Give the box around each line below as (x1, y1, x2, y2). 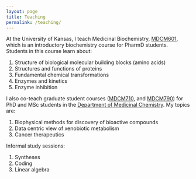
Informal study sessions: (6, 142, 66, 149)
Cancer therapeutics (14, 131, 64, 138)
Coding (14, 160, 33, 167)
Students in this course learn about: (6, 48, 92, 55)
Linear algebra (14, 166, 50, 173)
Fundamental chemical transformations (14, 71, 109, 79)
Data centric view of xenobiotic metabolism (14, 125, 119, 132)
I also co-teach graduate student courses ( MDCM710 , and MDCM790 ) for (6, 95, 183, 102)
